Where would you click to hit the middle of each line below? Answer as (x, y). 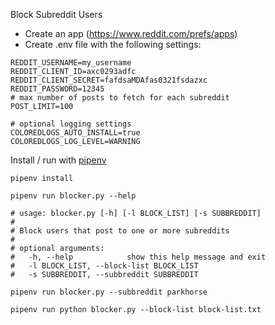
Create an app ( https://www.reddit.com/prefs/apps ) (131, 33)
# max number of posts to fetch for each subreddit (120, 98)
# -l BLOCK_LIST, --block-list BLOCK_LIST (104, 266)
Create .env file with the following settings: (113, 44)
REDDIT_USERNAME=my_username (71, 63)
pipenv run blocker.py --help (73, 196)
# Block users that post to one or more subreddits (120, 231)
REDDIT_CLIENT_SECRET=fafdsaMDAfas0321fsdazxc (109, 80)
